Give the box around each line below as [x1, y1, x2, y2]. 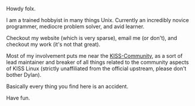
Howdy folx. [6, 5, 36, 12]
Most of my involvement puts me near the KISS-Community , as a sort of [6, 52, 183, 59]
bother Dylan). [6, 71, 42, 78]
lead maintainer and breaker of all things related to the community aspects [6, 59, 189, 66]
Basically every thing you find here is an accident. [6, 83, 129, 90]
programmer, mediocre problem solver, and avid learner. [6, 23, 145, 30]
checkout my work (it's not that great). [6, 41, 101, 48]
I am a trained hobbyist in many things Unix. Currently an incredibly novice [6, 17, 189, 23]
